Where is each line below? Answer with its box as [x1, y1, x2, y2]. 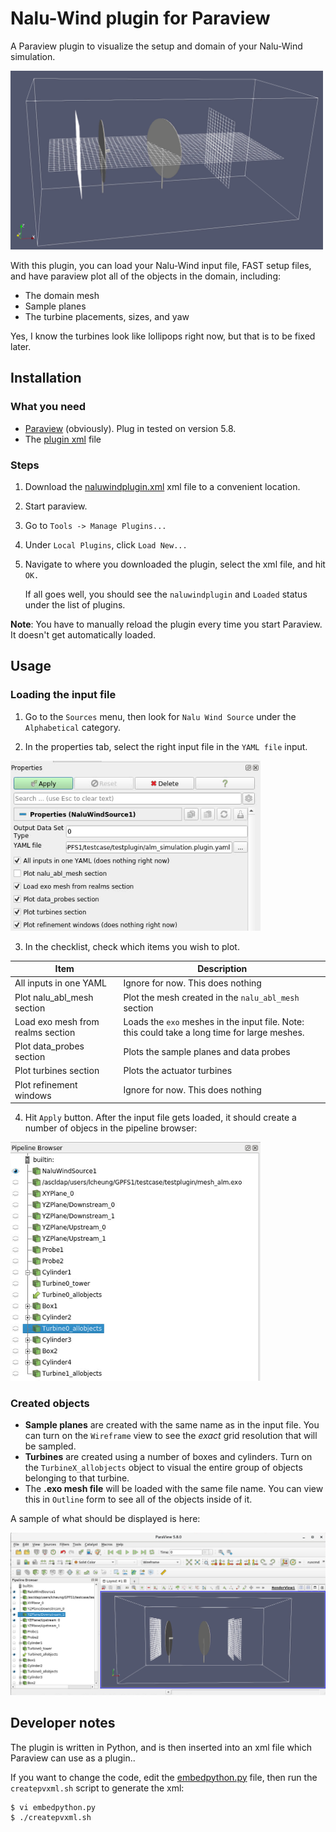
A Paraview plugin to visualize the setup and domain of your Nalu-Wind [10, 40, 303, 52]
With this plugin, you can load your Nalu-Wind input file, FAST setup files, [10, 260, 312, 272]
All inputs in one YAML [14, 977, 108, 989]
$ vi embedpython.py [10, 1802, 97, 1812]
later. [10, 341, 32, 353]
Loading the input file [10, 688, 117, 702]
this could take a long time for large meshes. [123, 1026, 305, 1038]
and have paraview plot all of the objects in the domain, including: [10, 270, 282, 282]
